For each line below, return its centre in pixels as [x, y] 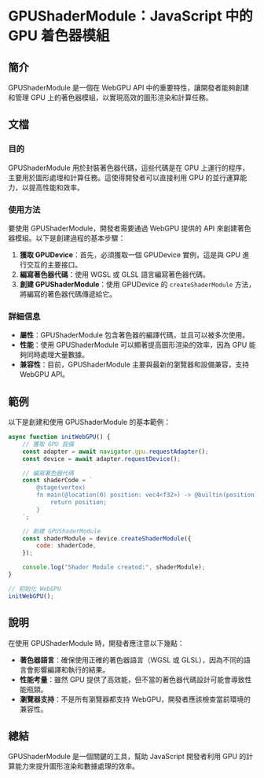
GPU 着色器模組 [59, 36]
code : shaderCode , [66, 546]
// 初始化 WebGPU [35, 588]
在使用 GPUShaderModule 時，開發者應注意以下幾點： [96, 643]
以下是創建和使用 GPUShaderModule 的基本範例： [90, 422]
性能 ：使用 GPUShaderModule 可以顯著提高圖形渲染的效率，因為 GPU [133, 345]
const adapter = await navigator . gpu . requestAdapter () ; [116, 452]
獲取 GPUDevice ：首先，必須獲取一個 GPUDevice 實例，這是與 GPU [130, 254]
